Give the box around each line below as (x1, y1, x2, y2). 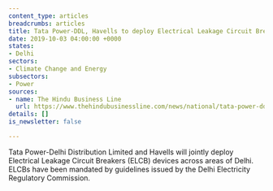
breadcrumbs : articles (8, 20, 85, 28)
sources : (8, 87, 38, 96)
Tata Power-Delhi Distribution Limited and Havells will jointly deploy (8, 147, 234, 157)
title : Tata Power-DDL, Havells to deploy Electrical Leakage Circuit (8, 27, 253, 35)
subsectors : (8, 72, 49, 80)
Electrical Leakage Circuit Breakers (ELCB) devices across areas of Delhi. (8, 155, 254, 165)
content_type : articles (8, 11, 89, 20)
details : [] (8, 111, 49, 119)
